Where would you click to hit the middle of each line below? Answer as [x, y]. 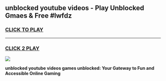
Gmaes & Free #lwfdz [39, 16]
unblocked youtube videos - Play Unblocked [75, 8]
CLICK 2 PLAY [22, 48]
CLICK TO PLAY [24, 30]
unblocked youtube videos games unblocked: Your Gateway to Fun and [80, 68]
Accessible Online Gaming [33, 73]
